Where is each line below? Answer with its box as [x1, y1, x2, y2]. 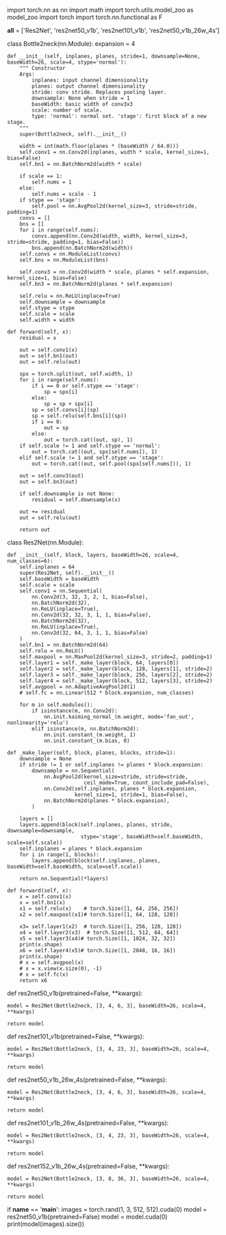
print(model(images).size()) [7, 1220, 84, 1228]
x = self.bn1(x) [19, 899, 66, 906]
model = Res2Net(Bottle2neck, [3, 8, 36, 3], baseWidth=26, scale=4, [7, 1175, 210, 1182]
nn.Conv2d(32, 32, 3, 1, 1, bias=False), [32, 612, 152, 619]
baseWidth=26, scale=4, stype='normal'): [7, 59, 127, 66]
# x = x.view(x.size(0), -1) [19, 965, 103, 972]
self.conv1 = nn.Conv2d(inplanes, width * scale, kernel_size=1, [19, 149, 210, 155]
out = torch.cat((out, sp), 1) [43, 436, 134, 443]
